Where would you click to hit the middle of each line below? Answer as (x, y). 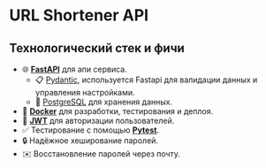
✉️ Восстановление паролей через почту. (101, 154)
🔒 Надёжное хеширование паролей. (90, 141)
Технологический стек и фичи (97, 48)
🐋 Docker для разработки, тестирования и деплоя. (118, 111)
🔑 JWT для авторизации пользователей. (98, 121)
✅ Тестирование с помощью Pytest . (91, 130)
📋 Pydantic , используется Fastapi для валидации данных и (146, 80)
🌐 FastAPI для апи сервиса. (75, 69)
